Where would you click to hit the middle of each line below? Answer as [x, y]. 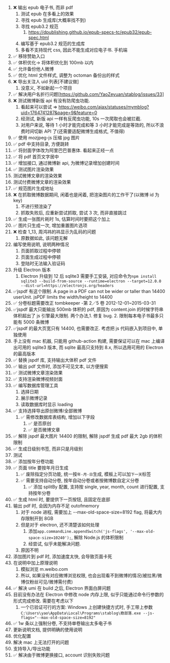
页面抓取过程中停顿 [41, 251]
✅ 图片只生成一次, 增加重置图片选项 [50, 225]
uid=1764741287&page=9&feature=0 [59, 113]
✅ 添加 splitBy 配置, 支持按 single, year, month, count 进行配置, [93, 487]
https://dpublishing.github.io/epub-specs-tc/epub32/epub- [90, 32]
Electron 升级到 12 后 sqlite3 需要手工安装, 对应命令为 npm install [89, 276]
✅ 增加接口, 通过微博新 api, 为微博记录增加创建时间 [66, 163]
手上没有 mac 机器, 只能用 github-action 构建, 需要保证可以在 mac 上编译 [89, 341]
